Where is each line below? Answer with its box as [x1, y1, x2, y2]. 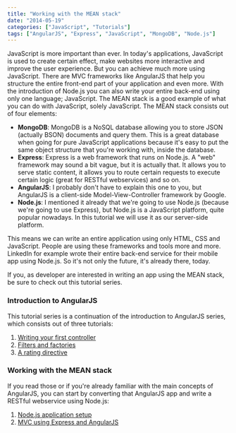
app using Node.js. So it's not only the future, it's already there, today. [7, 257, 211, 266]
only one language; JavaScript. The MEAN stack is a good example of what [7, 95, 226, 103]
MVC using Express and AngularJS [17, 417, 119, 426]
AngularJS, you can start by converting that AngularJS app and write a [7, 389, 212, 398]
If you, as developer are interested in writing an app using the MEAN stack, [7, 271, 225, 279]
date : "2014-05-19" [7, 17, 65, 24]
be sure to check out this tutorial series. [7, 278, 123, 287]
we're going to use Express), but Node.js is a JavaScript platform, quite [17, 206, 224, 214]
